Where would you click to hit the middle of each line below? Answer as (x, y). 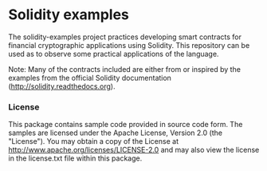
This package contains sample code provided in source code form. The (126, 125)
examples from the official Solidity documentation (90, 78)
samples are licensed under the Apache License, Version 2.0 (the (116, 133)
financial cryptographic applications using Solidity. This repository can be (129, 45)
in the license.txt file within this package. (75, 158)
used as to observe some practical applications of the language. (114, 54)
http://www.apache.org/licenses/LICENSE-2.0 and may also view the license (134, 150)
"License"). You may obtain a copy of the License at (94, 141)
